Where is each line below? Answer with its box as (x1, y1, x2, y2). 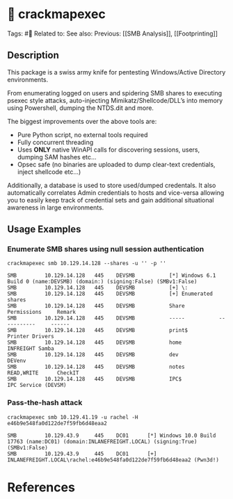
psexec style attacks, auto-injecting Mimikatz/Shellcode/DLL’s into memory (7, 96, 223, 104)
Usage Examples (7, 223, 81, 235)
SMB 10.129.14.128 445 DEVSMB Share (7, 303, 186, 310)
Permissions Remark (7, 309, 77, 316)
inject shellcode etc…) (17, 167, 81, 176)
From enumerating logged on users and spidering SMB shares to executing (7, 88, 223, 97)
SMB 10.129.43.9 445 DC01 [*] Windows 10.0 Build (7, 431, 216, 439)
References (7, 480, 75, 495)
